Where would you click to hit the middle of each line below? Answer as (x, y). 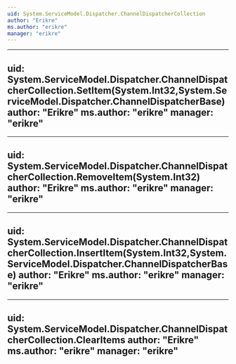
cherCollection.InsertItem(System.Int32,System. (117, 253)
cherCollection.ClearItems (66, 340)
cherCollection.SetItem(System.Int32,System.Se (117, 90)
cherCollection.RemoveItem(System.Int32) (104, 177)
